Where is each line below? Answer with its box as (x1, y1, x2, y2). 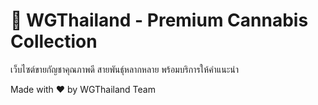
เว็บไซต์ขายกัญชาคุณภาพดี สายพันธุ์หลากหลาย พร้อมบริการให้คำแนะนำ (10, 63, 239, 75)
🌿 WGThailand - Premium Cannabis (10, 9, 309, 32)
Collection (10, 30, 98, 53)
